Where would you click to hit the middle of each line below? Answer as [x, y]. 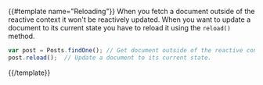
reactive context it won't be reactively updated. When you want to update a [130, 19]
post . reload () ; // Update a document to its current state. [110, 58]
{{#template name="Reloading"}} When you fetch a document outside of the [131, 11]
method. [22, 36]
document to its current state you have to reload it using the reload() [119, 28]
